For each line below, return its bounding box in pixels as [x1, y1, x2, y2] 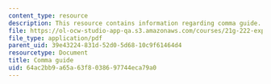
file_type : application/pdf [8, 34, 103, 42]
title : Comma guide [8, 57, 74, 65]
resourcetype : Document [8, 49, 89, 57]
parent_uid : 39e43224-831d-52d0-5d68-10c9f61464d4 [8, 42, 182, 50]
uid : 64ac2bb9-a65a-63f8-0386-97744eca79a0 [8, 64, 157, 72]
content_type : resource [8, 11, 89, 20]
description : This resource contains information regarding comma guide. [8, 19, 262, 27]
